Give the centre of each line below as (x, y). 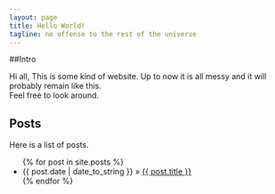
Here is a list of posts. (49, 145)
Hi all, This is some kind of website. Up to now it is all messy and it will (138, 77)
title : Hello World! (48, 26)
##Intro (23, 60)
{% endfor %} (48, 181)
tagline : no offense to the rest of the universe (103, 34)
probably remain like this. (56, 86)
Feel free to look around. (54, 95)
